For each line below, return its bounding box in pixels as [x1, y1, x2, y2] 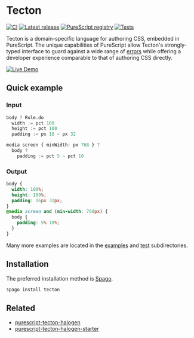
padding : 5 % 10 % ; [17, 220, 60, 226]
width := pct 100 [11, 120, 55, 126]
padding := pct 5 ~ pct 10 [17, 153, 84, 159]
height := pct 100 [11, 126, 58, 132]
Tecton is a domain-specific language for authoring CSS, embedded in [6, 35, 180, 42]
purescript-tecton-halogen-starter [14, 325, 100, 333]
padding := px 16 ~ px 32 [11, 131, 76, 138]
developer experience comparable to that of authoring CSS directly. [6, 54, 173, 61]
